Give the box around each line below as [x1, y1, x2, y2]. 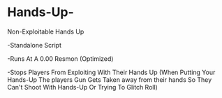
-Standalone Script [7, 41, 61, 49]
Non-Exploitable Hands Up [7, 27, 84, 36]
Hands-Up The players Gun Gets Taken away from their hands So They [7, 75, 212, 84]
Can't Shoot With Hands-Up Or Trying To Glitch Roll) [7, 83, 158, 91]
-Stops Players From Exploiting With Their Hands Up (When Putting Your [7, 68, 216, 76]
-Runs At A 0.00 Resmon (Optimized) [7, 54, 114, 63]
